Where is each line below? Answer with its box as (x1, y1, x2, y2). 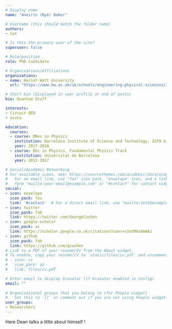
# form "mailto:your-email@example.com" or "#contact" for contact (5, 181, 157, 187)
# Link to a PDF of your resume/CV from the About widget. (5, 248, 134, 253)
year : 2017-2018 (14, 144, 50, 149)
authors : (5, 26, 24, 31)
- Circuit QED (5, 111, 36, 116)
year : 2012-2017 (14, 158, 50, 163)
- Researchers (5, 305, 36, 310)
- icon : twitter (5, 205, 40, 210)
